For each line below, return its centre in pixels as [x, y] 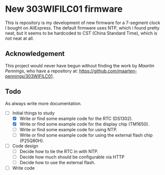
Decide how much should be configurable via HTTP [72, 157]
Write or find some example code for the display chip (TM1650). [84, 124]
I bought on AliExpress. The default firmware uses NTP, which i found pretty [82, 28]
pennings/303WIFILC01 [29, 76]
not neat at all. [20, 38]
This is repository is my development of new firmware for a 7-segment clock [83, 23]
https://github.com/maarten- [108, 71]
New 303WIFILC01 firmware [64, 9]
